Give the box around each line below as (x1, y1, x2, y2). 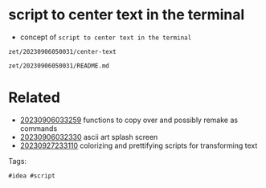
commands (19, 123, 58, 133)
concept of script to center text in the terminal (19, 32, 192, 42)
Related (8, 88, 60, 107)
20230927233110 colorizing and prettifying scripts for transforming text (19, 141, 258, 150)
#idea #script (8, 171, 56, 180)
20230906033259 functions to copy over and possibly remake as (19, 115, 239, 125)
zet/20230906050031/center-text (8, 47, 117, 55)
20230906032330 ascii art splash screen (19, 132, 158, 141)
